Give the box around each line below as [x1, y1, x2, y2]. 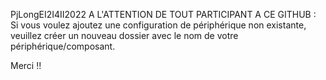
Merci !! [10, 60, 42, 71]
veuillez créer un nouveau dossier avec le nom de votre [10, 30, 239, 41]
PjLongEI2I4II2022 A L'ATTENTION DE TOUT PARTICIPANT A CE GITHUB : [10, 9, 317, 20]
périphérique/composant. [10, 40, 116, 52]
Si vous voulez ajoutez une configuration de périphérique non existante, [10, 19, 307, 31]
